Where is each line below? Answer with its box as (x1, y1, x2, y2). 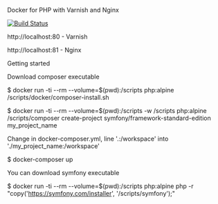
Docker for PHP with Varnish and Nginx (7, 6, 120, 14)
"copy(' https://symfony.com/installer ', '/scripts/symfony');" (7, 190, 175, 197)
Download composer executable (7, 72, 100, 81)
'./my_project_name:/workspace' (7, 142, 100, 150)
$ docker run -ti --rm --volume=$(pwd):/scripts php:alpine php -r (7, 182, 194, 190)
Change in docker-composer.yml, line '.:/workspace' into (7, 134, 169, 143)
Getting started (7, 59, 51, 68)
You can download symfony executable (7, 169, 120, 176)
